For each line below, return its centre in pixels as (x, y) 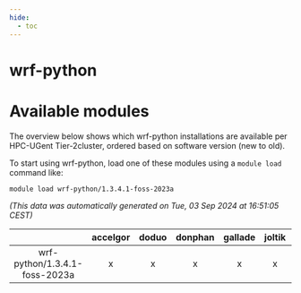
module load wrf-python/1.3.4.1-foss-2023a (92, 189)
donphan (195, 237)
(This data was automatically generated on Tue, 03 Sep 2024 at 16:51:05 (144, 205)
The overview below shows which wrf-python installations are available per (149, 136)
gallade (240, 237)
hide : (19, 17)
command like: (36, 172)
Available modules (79, 111)
